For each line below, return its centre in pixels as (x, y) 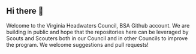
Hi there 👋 (25, 11)
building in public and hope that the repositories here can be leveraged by (97, 32)
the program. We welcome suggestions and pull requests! (77, 44)
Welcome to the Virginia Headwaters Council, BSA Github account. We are (98, 25)
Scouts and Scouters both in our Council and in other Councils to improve (97, 38)
